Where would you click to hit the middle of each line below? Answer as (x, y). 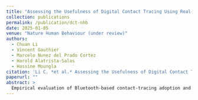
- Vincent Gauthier (35, 50)
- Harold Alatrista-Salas (43, 61)
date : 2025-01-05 (27, 28)
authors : (17, 39)
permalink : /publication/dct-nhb (47, 22)
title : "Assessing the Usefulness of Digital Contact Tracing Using (92, 11)
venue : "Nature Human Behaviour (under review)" (67, 34)
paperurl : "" (22, 77)
